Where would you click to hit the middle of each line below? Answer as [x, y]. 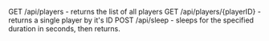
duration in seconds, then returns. [64, 29]
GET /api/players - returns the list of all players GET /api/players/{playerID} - [134, 12]
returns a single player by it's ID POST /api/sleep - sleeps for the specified [131, 20]
